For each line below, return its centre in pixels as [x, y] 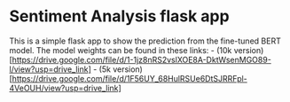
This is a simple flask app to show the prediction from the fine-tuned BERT [145, 41]
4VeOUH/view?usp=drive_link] [65, 88]
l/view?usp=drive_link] [50, 69]
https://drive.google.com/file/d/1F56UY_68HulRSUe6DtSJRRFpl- [130, 78]
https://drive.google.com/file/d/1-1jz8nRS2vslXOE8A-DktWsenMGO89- [142, 59]
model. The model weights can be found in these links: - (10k [121, 50]
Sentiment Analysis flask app [119, 16]
